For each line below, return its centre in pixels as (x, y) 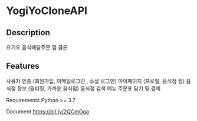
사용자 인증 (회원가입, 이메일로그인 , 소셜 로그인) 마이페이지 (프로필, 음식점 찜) (96, 81)
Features (23, 66)
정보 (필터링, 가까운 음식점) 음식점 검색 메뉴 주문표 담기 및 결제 (89, 88)
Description (28, 33)
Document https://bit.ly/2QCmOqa (48, 111)
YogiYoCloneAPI (47, 11)
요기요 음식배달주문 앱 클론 (37, 47)
